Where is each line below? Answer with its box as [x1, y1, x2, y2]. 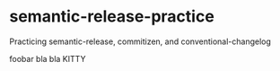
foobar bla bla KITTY [9, 53, 86, 64]
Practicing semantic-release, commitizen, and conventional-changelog [9, 36, 272, 47]
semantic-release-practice [9, 6, 215, 27]
